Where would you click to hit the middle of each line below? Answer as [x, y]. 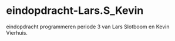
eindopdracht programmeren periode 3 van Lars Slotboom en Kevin [88, 27]
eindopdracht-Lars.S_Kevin [75, 11]
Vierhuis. [17, 32]
